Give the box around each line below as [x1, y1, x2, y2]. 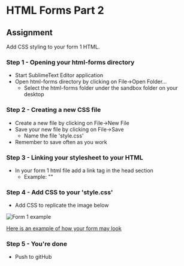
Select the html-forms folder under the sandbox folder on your [23, 84, 178, 91]
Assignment [6, 27, 53, 38]
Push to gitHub [14, 253, 52, 261]
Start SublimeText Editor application [14, 72, 104, 79]
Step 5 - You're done [6, 240, 68, 248]
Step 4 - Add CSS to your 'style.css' [6, 188, 113, 196]
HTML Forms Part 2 [6, 4, 104, 17]
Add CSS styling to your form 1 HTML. [6, 43, 100, 50]
